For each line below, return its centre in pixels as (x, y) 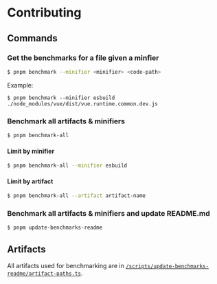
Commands (33, 38)
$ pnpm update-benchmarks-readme (55, 228)
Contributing (44, 13)
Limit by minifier (31, 151)
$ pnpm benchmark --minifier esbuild (61, 98)
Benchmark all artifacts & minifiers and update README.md (109, 213)
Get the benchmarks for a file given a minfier (83, 58)
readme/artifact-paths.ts (44, 274)
